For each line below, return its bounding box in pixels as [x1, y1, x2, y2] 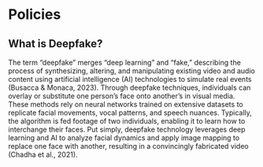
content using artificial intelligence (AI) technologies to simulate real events [8, 75, 252, 83]
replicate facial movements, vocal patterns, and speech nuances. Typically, [8, 108, 252, 117]
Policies [8, 6, 61, 24]
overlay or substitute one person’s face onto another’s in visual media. [8, 91, 235, 100]
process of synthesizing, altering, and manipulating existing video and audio [8, 66, 256, 76]
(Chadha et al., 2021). [8, 150, 78, 159]
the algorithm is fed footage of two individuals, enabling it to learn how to [8, 117, 246, 125]
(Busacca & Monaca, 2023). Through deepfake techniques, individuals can [8, 83, 251, 92]
